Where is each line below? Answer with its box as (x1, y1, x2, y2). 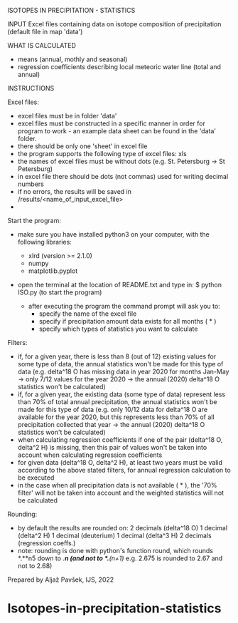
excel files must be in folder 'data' (17, 112, 117, 120)
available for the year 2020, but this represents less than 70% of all (17, 413, 215, 421)
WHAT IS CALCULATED (7, 41, 77, 49)
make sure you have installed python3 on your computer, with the (17, 230, 210, 238)
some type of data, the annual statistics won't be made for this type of (17, 360, 224, 368)
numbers (17, 180, 45, 188)
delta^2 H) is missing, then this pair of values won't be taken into (17, 443, 207, 451)
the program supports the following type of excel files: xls (17, 150, 187, 158)
